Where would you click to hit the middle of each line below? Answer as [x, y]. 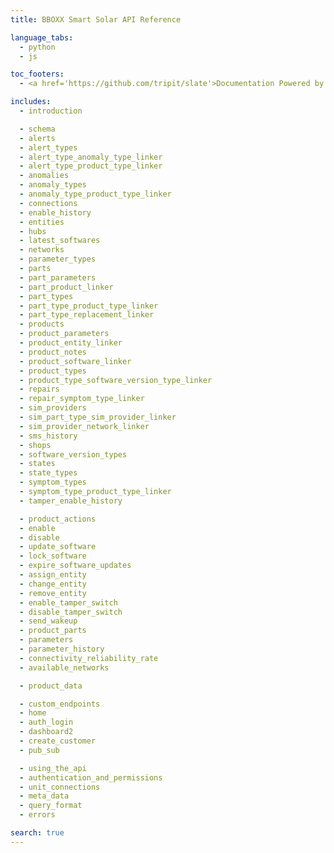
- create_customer [58, 741]
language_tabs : [42, 37]
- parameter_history [62, 649]
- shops [35, 445]
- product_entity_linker [71, 343]
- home [33, 713]
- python [37, 47]
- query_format [51, 806]
